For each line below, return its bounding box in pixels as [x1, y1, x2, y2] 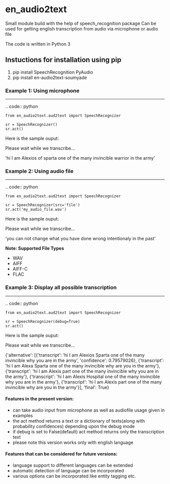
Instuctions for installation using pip [5, 56, 121, 64]
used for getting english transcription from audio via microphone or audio [5, 25, 158, 31]
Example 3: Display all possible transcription [5, 284, 117, 291]
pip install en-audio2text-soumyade [12, 75, 87, 81]
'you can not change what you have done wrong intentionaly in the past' [5, 236, 156, 242]
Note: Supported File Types [5, 245, 64, 251]
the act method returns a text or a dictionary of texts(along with [12, 418, 145, 424]
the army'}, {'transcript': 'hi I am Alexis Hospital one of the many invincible [5, 374, 160, 380]
